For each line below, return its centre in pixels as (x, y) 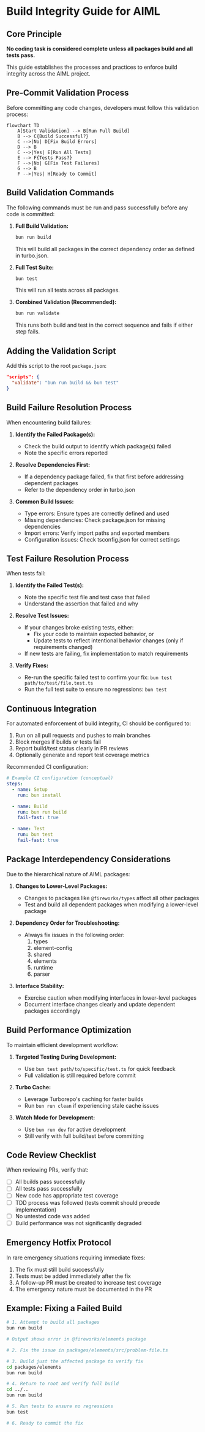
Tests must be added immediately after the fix (73, 1276)
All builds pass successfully (50, 1182)
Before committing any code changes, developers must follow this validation (102, 107)
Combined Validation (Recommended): (66, 302)
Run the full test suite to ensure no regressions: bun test (95, 690)
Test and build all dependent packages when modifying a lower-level (111, 905)
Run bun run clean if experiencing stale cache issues (91, 1105)
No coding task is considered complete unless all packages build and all (100, 49)
